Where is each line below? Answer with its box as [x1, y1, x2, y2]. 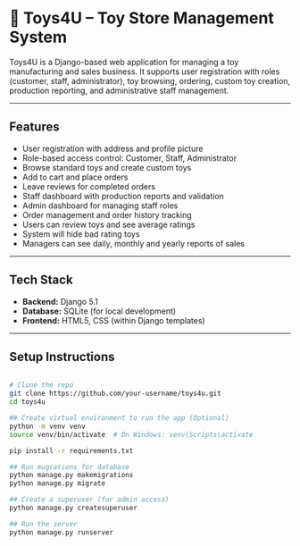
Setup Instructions [9, 349, 115, 365]
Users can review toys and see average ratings [21, 219, 196, 230]
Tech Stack [9, 273, 73, 288]
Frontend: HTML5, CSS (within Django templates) [21, 315, 205, 325]
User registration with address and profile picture [21, 143, 204, 154]
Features [9, 120, 60, 135]
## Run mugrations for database [9, 462, 129, 472]
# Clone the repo [9, 381, 74, 390]
